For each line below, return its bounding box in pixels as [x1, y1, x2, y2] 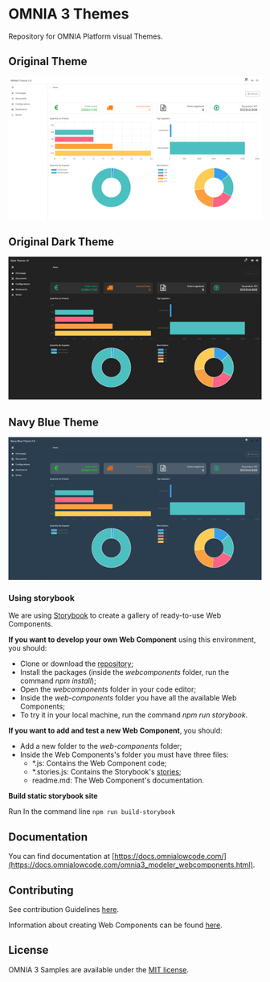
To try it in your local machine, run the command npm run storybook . [19, 710, 248, 720]
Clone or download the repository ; [19, 659, 134, 668]
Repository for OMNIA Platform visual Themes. [8, 31, 163, 41]
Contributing [8, 883, 74, 897]
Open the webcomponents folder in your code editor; [19, 684, 197, 694]
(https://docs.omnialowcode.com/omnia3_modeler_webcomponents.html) [8, 860, 253, 869]
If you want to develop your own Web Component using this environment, [8, 635, 256, 644]
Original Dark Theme [8, 235, 115, 249]
